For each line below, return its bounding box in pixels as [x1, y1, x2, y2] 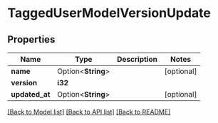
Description [117, 55, 158, 64]
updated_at [11, 90, 51, 99]
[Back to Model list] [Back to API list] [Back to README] [7, 108, 171, 116]
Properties [7, 33, 56, 46]
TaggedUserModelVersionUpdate [7, 5, 212, 21]
